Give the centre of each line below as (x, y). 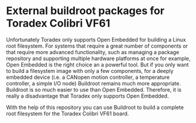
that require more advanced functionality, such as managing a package (93, 52)
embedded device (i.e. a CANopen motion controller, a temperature (88, 77)
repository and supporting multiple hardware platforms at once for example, (98, 58)
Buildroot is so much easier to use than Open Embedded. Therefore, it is (94, 89)
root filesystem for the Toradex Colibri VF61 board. (68, 114)
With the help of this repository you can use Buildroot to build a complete (95, 107)
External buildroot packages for (85, 11)
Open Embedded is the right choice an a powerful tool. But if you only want (97, 64)
